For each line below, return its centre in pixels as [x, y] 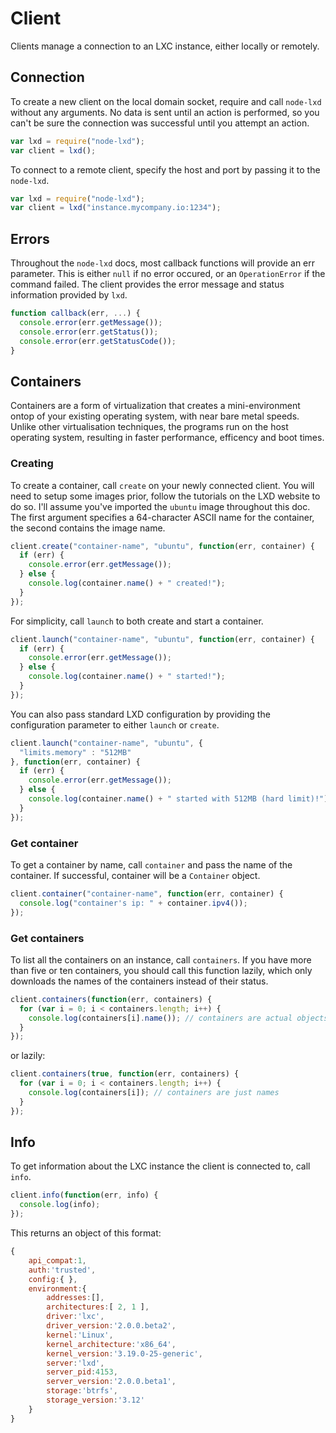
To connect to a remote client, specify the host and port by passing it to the [165, 169]
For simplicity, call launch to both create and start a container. [137, 621]
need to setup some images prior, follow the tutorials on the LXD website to [165, 496]
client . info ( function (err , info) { [84, 1195]
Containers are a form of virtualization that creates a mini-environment [155, 406]
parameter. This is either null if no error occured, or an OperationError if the [168, 274]
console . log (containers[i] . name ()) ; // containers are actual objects [178, 1018]
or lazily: [28, 1056]
